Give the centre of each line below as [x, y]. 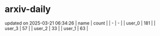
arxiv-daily [28, 9]
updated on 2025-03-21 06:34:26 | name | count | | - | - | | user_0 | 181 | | [80, 23]
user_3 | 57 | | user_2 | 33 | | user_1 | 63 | [46, 28]
